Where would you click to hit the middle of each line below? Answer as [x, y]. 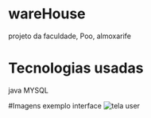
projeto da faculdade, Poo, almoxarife [70, 36]
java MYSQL [29, 90]
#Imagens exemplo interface [55, 105]
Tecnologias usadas [76, 68]
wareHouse [47, 14]
